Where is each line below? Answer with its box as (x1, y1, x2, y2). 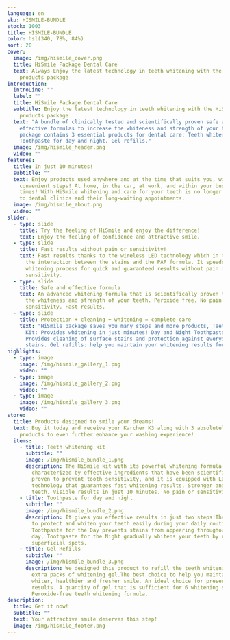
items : (13, 437, 32, 445)
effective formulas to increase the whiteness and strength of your (19, 125, 219, 132)
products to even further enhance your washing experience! (19, 431, 194, 438)
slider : (7, 214, 29, 221)
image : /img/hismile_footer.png (13, 622, 106, 629)
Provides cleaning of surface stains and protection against (25, 335, 204, 342)
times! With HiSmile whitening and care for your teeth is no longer (19, 189, 222, 195)
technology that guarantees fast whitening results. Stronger (31, 482, 213, 489)
